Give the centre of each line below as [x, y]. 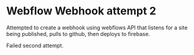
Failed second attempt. [35, 45]
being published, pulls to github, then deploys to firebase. [78, 33]
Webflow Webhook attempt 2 [81, 11]
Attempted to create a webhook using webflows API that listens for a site [97, 27]
